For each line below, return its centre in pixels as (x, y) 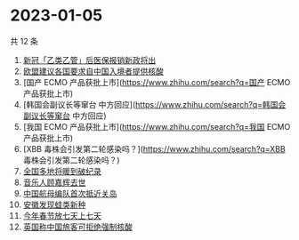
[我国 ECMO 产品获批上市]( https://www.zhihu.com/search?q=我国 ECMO (157, 126)
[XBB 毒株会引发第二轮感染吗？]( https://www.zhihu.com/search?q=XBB (154, 148)
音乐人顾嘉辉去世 (54, 182)
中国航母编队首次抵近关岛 (70, 193)
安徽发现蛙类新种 (54, 204)
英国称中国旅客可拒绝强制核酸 (77, 227)
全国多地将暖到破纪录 (62, 171)
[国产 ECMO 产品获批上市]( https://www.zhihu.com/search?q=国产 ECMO (157, 82)
